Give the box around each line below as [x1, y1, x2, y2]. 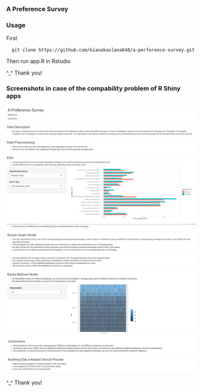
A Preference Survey [6, 5, 69, 13]
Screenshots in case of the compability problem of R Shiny [6, 84, 181, 93]
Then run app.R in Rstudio [6, 58, 71, 65]
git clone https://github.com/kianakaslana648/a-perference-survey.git [11, 47, 195, 53]
